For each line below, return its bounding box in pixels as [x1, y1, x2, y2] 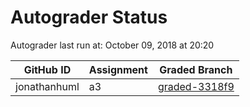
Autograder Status [10, 6, 168, 29]
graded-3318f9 [157, 79, 235, 93]
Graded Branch [159, 62, 233, 76]
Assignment [88, 62, 148, 76]
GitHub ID [23, 62, 72, 76]
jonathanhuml [15, 79, 80, 93]
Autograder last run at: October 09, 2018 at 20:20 [10, 39, 215, 51]
